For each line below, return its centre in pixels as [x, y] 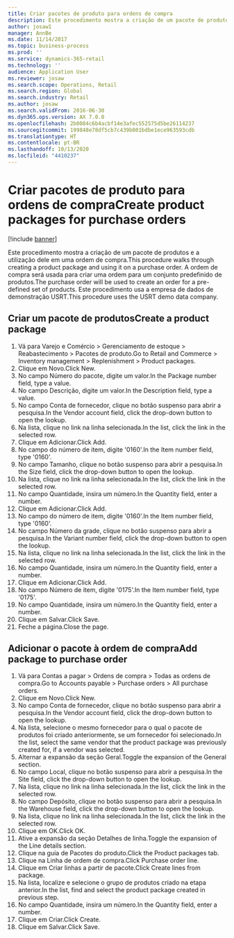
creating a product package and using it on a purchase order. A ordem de [113, 267]
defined [19, 289]
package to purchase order [68, 660]
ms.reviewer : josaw [36, 78]
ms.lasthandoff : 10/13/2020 [49, 149]
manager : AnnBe [30, 33]
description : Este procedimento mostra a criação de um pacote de [106, 20]
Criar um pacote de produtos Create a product [109, 319]
